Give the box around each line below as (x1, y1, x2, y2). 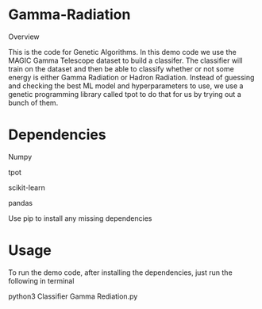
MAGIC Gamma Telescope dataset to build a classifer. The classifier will (8, 56, 243, 65)
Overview (8, 32, 40, 41)
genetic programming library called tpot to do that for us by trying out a (8, 89, 241, 98)
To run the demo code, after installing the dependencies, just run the (8, 268, 233, 277)
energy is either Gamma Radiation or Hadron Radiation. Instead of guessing (8, 72, 255, 82)
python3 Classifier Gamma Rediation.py (8, 292, 138, 301)
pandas (8, 198, 33, 207)
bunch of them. (8, 98, 59, 107)
